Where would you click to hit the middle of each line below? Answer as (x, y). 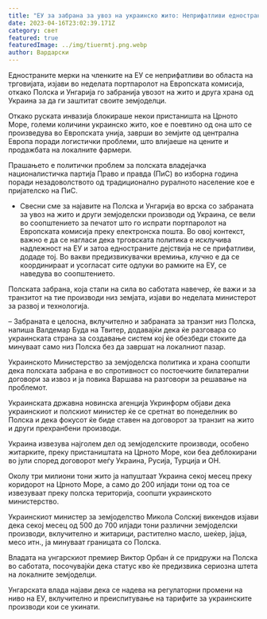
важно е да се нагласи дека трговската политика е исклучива (126, 240)
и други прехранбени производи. (65, 428)
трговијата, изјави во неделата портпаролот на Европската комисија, (126, 84)
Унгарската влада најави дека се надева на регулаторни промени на (126, 590)
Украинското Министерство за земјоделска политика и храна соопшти (129, 362)
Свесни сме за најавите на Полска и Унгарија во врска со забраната (137, 206)
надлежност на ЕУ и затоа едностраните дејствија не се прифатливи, (137, 248)
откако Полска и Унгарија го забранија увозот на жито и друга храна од (131, 92)
